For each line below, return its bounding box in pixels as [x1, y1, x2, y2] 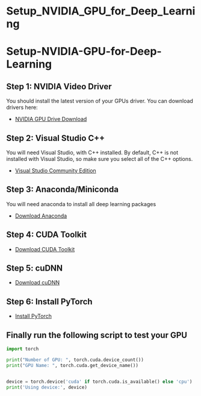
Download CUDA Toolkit [14, 245, 75, 253]
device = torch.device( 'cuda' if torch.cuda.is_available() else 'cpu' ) [6, 379, 193, 385]
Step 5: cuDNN [6, 263, 63, 274]
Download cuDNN [14, 279, 60, 286]
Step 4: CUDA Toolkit [6, 230, 87, 240]
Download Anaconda [14, 212, 67, 219]
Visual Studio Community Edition [14, 167, 96, 174]
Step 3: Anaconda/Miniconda [6, 184, 119, 195]
